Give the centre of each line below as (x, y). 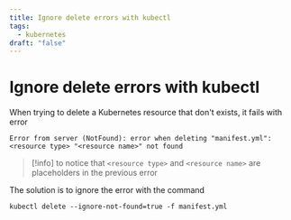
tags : (19, 26)
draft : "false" (38, 43)
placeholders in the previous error (94, 173)
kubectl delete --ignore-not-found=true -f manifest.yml (118, 207)
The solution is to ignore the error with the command (107, 190)
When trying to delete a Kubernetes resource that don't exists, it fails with (145, 113)
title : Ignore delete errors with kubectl (90, 18)
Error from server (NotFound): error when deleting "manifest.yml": (141, 139)
